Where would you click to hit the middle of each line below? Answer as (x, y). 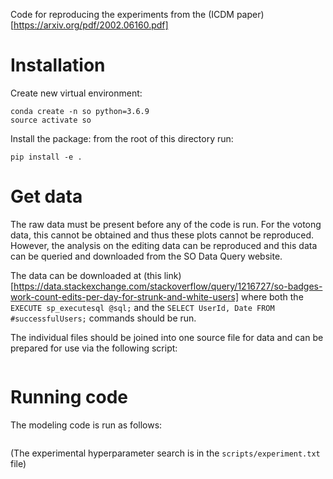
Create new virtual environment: (76, 93)
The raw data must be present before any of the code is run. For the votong (166, 224)
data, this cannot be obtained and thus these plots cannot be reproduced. (162, 235)
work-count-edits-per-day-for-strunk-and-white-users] (125, 296)
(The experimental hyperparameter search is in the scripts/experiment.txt (165, 453)
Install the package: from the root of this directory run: (122, 138)
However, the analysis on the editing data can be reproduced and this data (164, 245)
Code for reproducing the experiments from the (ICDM (122, 14)
